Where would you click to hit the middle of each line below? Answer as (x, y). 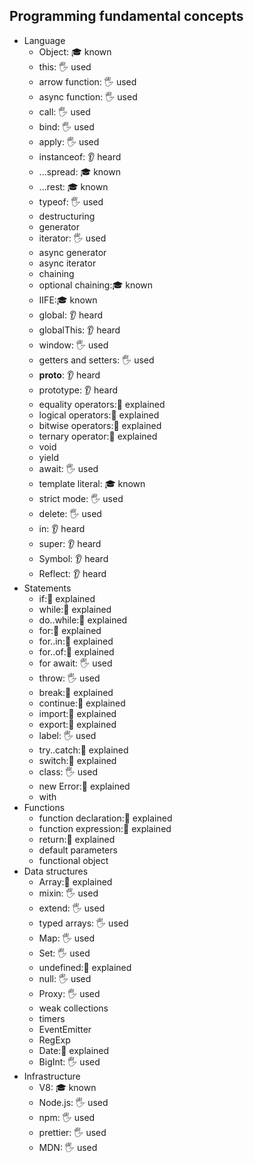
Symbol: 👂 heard (73, 558)
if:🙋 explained (67, 598)
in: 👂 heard (62, 528)
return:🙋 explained (77, 839)
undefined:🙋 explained (85, 967)
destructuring (67, 216)
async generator (72, 252)
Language (44, 40)
